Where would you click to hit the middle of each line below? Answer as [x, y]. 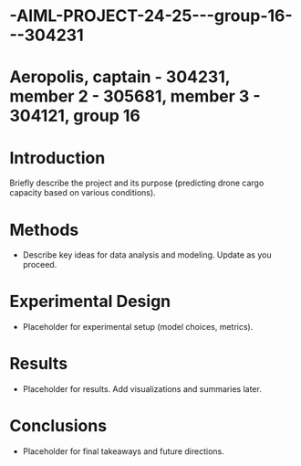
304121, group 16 [75, 116]
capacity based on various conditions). [83, 193]
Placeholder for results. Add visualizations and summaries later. [142, 389]
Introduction [57, 158]
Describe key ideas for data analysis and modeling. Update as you [147, 255]
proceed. [40, 265]
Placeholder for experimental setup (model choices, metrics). [138, 327]
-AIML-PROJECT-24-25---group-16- [151, 16]
